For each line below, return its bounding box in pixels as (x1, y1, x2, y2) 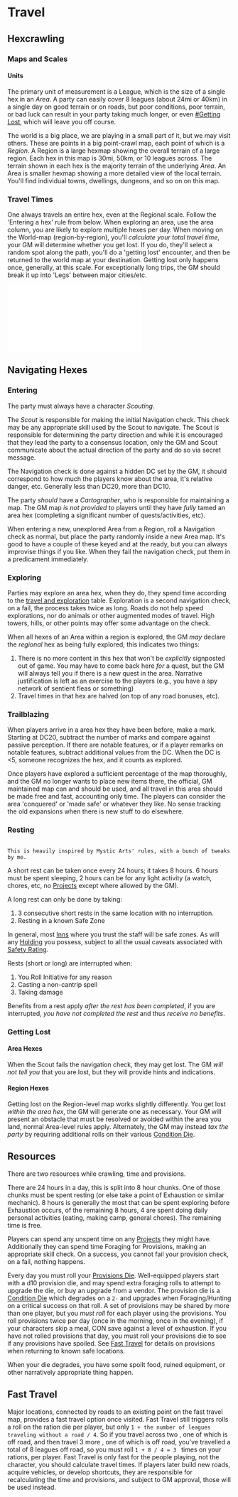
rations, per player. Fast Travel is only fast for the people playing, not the (7, 1452, 220, 1461)
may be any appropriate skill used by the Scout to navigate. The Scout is (7, 423, 220, 431)
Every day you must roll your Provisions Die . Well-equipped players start (7, 1271, 220, 1280)
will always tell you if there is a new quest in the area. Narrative (17, 669, 202, 677)
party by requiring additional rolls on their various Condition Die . (7, 1130, 195, 1138)
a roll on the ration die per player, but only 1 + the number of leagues (7, 1422, 211, 1431)
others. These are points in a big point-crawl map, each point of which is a (7, 139, 225, 147)
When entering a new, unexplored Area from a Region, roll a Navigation (7, 524, 215, 533)
